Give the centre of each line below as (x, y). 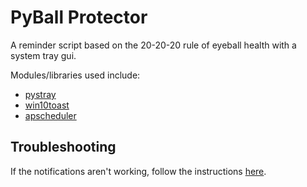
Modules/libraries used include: (75, 75)
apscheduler (50, 115)
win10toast (47, 105)
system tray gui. (43, 55)
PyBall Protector (79, 17)
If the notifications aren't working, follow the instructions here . (138, 171)
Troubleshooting (63, 147)
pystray (40, 94)
